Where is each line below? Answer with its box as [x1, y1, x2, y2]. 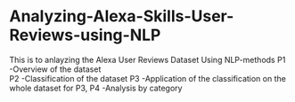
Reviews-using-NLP [9, 25, 161, 45]
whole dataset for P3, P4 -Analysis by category [9, 82, 183, 93]
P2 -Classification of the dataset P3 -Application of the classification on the [9, 73, 287, 83]
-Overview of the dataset [9, 64, 102, 75]
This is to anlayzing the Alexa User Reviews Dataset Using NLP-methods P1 [9, 54, 286, 65]
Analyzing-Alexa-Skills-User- [9, 6, 234, 27]
